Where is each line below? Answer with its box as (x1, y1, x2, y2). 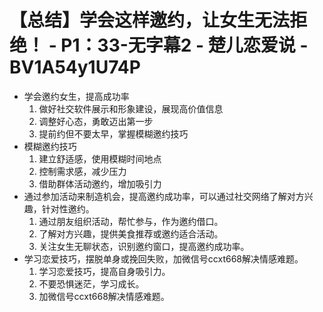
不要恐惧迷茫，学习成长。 (38, 277, 145, 290)
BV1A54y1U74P (9, 56, 141, 79)
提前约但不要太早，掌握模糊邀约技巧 (38, 127, 189, 140)
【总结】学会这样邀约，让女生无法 (9, 9, 291, 32)
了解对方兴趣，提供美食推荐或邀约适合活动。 (38, 227, 224, 240)
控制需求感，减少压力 (38, 165, 127, 177)
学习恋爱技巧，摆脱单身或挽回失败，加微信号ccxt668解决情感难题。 (23, 252, 304, 265)
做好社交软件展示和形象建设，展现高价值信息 (38, 102, 224, 115)
